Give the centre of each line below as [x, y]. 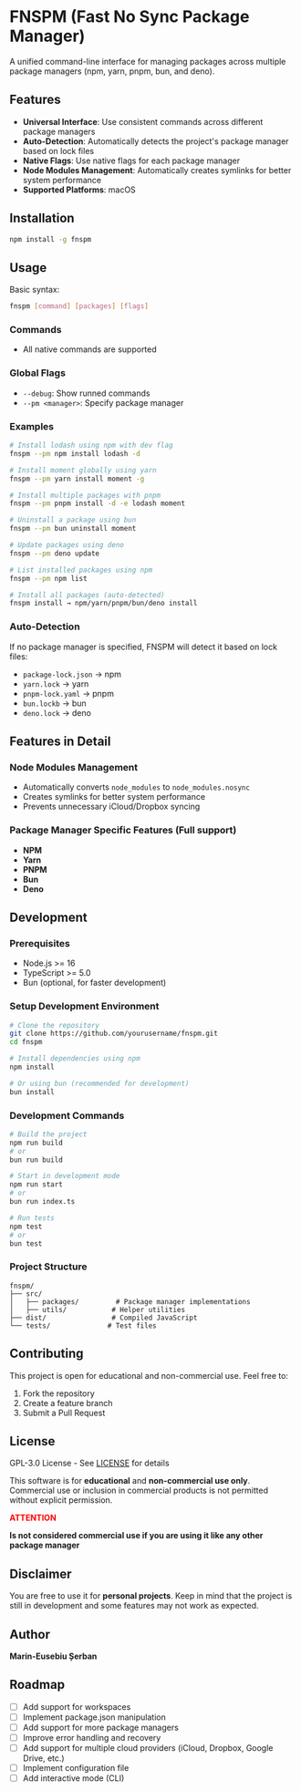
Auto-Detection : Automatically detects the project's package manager [156, 141]
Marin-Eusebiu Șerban [53, 1656]
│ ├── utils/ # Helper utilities [97, 1310]
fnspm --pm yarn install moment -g [77, 479]
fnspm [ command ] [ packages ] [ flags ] [79, 306]
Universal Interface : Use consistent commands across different [143, 121]
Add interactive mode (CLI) [73, 1778]
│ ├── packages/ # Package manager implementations [130, 1301]
